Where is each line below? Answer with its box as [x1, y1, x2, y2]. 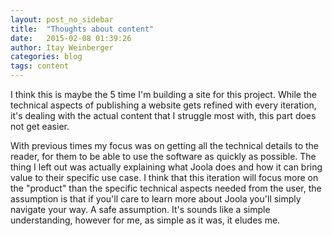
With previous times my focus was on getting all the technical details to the [10, 140, 319, 151]
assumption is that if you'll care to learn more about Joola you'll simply [10, 193, 302, 205]
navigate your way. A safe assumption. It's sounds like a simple [10, 204, 271, 215]
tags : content [10, 61, 70, 71]
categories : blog [10, 52, 83, 62]
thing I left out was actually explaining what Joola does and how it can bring [10, 161, 323, 173]
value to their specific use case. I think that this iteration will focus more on [10, 172, 319, 183]
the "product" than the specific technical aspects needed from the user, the [10, 182, 322, 194]
